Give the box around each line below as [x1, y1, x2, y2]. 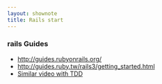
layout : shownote [7, 10, 58, 17]
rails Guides [7, 39, 49, 49]
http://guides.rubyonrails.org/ [17, 54, 102, 63]
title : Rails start [7, 17, 64, 23]
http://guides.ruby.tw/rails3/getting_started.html [17, 62, 155, 70]
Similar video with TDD [17, 70, 83, 78]
